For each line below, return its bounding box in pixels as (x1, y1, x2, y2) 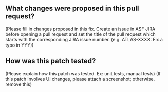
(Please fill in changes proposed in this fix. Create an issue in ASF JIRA (5, 26, 156, 32)
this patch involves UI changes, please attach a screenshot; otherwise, (5, 76, 155, 82)
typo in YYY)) (5, 42, 34, 48)
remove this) (5, 81, 32, 87)
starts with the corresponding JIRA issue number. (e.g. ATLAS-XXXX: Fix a (5, 36, 163, 42)
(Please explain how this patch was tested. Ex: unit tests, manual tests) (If (5, 70, 161, 76)
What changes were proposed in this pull (5, 4, 139, 13)
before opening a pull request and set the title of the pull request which (5, 31, 156, 37)
